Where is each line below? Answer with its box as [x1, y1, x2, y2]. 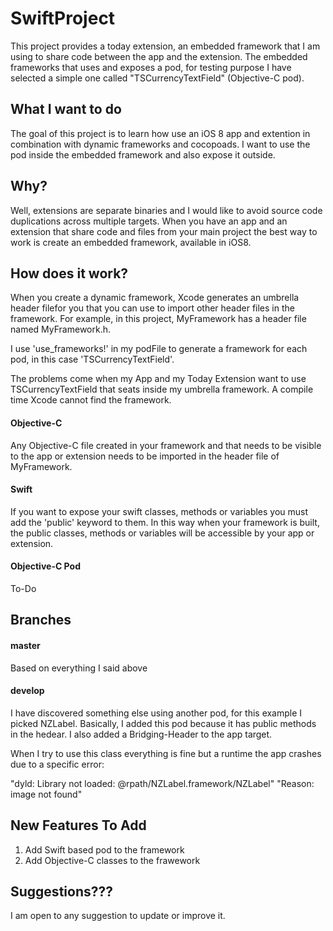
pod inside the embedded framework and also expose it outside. [10, 148, 276, 161]
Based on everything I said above [10, 662, 148, 674]
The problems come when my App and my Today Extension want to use [10, 373, 307, 385]
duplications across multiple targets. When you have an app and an [10, 215, 288, 227]
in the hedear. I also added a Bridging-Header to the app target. [10, 728, 273, 740]
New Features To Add [10, 817, 147, 834]
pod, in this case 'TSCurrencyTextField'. [10, 353, 175, 366]
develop [10, 685, 45, 697]
